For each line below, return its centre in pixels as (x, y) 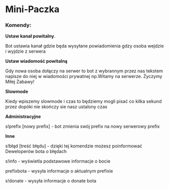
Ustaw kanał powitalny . (30, 36)
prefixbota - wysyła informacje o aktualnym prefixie (59, 171)
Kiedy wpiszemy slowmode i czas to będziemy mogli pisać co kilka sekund (83, 101)
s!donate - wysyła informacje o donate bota (51, 181)
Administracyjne (23, 117)
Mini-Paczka (32, 9)
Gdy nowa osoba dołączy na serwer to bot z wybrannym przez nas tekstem (84, 71)
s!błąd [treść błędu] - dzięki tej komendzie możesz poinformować (74, 146)
